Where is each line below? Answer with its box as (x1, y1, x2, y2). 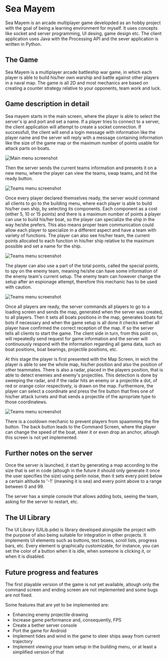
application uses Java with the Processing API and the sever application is (5, 36, 159, 42)
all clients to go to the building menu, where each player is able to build (5, 200, 152, 206)
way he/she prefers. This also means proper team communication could (5, 222, 154, 228)
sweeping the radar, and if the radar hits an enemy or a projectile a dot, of (5, 377, 157, 383)
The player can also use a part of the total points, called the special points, (5, 262, 159, 268)
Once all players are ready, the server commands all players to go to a (5, 303, 150, 310)
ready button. (5, 175, 34, 181)
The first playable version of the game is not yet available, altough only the (5, 581, 159, 587)
